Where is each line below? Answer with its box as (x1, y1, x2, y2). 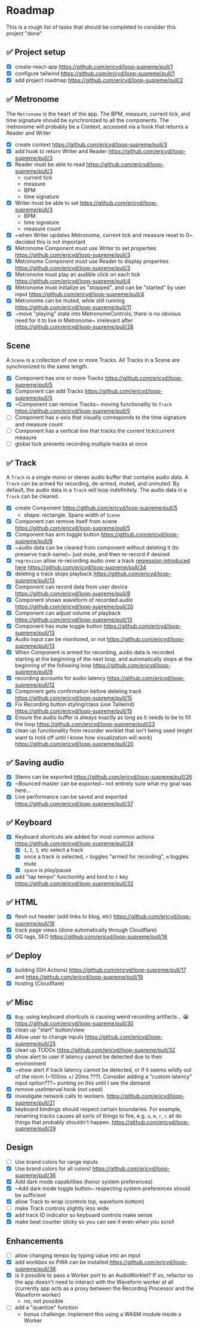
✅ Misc (6, 997, 34, 1008)
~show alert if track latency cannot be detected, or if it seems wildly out (14, 1066, 192, 1073)
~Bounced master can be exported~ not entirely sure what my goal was (14, 780, 192, 787)
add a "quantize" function (14, 1304, 79, 1311)
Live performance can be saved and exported (14, 793, 128, 800)
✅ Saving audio (6, 757, 64, 767)
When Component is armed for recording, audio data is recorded (14, 649, 175, 656)
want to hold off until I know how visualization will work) (14, 734, 153, 741)
